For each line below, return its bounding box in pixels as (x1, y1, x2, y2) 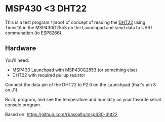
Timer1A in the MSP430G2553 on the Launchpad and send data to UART (5, 24, 153, 30)
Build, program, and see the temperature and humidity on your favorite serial (5, 96, 161, 102)
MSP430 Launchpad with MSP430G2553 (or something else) (12, 67, 137, 73)
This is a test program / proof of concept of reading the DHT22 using (5, 19, 146, 25)
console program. (5, 102, 41, 108)
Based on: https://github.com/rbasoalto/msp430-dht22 (5, 111, 118, 117)
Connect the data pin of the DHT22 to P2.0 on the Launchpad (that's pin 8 (5, 81, 156, 87)
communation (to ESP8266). (5, 30, 63, 36)
